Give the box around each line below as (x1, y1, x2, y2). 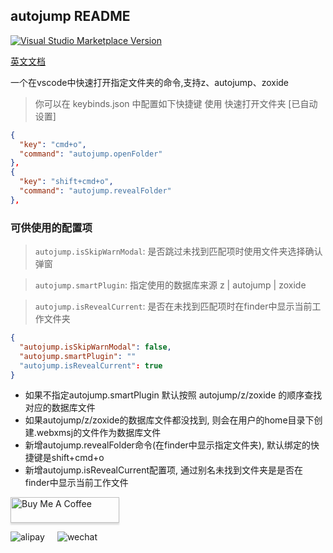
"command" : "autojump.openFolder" (19, 149, 163, 159)
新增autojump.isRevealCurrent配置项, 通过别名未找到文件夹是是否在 (24, 464, 303, 476)
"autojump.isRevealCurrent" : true (19, 360, 163, 371)
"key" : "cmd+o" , (19, 139, 87, 149)
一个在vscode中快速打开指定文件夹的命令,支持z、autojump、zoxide (10, 76, 290, 88)
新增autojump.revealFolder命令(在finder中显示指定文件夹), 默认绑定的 (24, 439, 311, 451)
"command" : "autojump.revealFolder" (19, 186, 172, 196)
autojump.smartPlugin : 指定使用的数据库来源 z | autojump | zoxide (34, 279, 307, 291)
